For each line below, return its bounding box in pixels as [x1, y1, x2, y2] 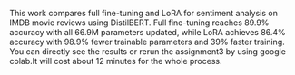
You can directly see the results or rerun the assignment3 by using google [9, 46, 286, 57]
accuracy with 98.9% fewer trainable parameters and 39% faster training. [9, 36, 285, 47]
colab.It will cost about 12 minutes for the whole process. [9, 56, 222, 66]
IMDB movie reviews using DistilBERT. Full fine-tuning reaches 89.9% [9, 17, 270, 28]
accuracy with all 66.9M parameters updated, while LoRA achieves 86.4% [9, 27, 286, 37]
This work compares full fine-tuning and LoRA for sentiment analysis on [9, 8, 279, 18]
